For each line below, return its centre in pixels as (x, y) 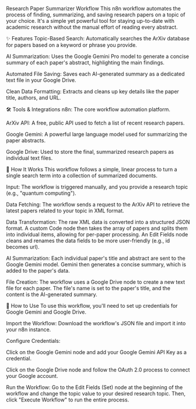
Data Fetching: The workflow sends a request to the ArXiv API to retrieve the (98, 204)
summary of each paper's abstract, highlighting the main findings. (85, 63)
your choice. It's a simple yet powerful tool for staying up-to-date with (90, 21)
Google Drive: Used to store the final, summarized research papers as (90, 152)
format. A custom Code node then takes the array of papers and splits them (97, 228)
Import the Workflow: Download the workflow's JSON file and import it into (96, 323)
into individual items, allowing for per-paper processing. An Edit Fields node (97, 234)
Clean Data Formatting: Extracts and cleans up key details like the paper (93, 91)
